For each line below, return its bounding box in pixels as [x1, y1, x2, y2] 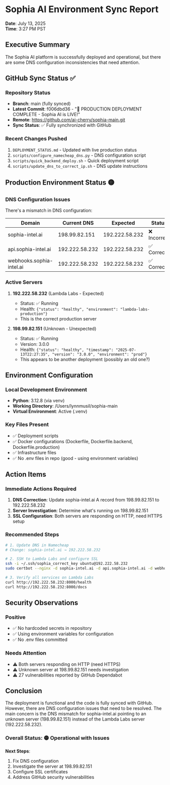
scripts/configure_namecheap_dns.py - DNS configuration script [12, 152, 146, 158]
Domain [21, 220, 40, 227]
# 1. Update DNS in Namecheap [5, 543, 69, 548]
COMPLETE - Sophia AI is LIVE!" [12, 112, 80, 118]
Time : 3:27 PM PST [5, 25, 46, 31]
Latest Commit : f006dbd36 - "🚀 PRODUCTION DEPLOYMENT [12, 106, 143, 112]
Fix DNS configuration [12, 758, 59, 764]
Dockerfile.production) [12, 444, 60, 450]
